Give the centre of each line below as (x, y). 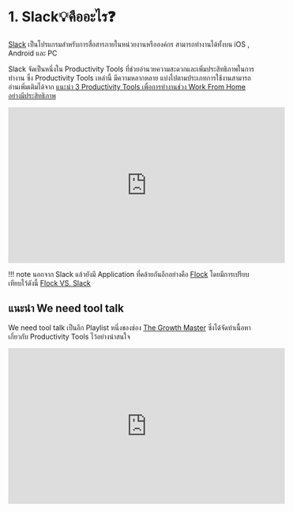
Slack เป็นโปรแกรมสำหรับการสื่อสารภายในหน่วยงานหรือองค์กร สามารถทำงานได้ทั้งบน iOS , (129, 44)
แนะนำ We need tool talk (66, 308)
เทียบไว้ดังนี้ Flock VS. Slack (49, 283)
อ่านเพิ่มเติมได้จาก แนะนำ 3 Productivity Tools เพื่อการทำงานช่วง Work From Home (127, 86)
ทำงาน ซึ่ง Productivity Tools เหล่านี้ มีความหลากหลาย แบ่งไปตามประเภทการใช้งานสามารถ (130, 78)
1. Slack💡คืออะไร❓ (62, 17)
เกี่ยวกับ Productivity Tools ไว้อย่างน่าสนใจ (69, 336)
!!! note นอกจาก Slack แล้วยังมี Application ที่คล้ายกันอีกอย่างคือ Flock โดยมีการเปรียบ (129, 274)
